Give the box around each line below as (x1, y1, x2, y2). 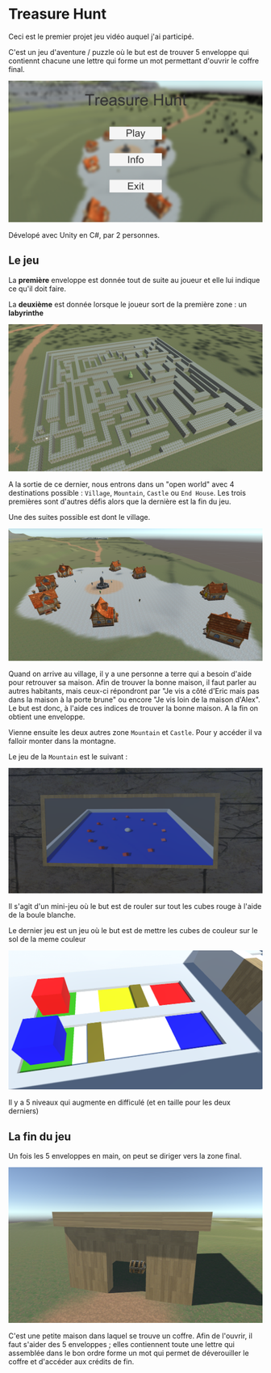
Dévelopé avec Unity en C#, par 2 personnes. (8, 230, 160, 239)
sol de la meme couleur (8, 935, 86, 944)
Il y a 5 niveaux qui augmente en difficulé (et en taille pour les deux (8, 1097, 231, 1108)
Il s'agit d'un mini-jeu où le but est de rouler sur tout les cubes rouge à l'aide (8, 902, 262, 911)
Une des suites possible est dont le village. (8, 513, 151, 522)
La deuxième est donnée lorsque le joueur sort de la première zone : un (8, 299, 248, 309)
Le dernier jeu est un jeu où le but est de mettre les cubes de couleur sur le (8, 926, 258, 936)
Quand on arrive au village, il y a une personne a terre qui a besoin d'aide (8, 669, 252, 679)
